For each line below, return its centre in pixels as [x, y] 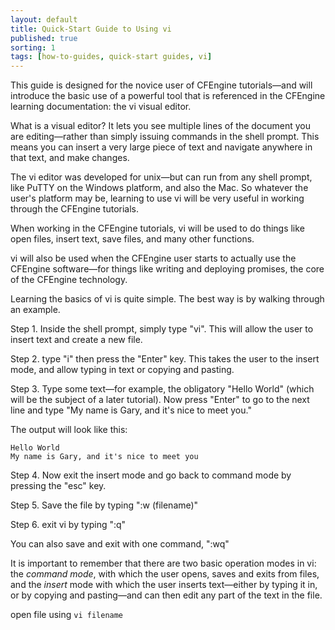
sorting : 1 [33, 47]
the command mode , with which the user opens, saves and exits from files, [165, 574]
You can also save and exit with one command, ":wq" [120, 544]
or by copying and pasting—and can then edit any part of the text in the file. [166, 595]
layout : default [44, 19]
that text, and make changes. [70, 158]
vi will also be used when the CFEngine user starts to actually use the [153, 258]
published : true [44, 38]
